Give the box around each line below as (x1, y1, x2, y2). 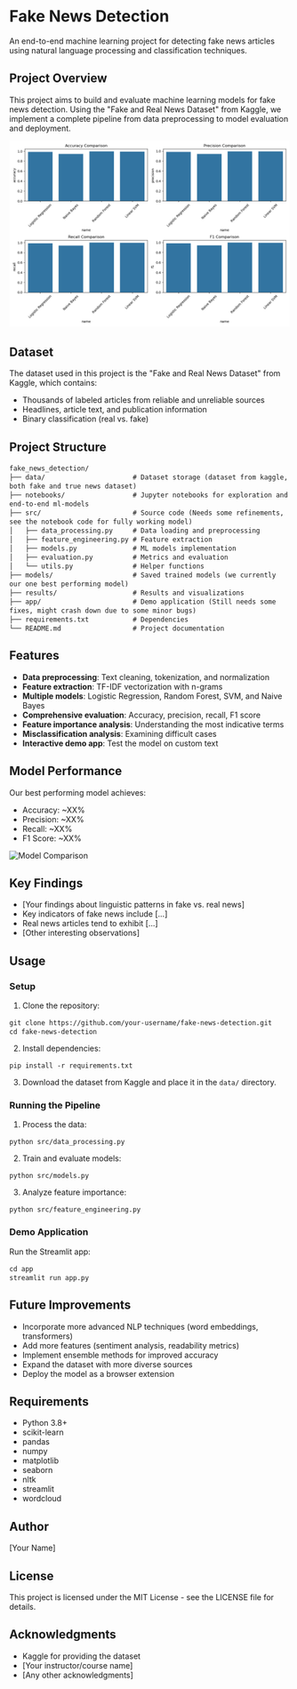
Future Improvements (9, 1298, 132, 1313)
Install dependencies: (21, 1043, 101, 1054)
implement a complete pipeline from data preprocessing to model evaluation (9, 113, 289, 124)
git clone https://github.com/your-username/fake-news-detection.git (9, 1019, 273, 1028)
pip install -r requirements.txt (9, 1061, 133, 1070)
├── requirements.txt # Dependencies (9, 615, 189, 624)
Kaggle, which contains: (9, 378, 98, 388)
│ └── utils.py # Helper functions (9, 562, 205, 571)
